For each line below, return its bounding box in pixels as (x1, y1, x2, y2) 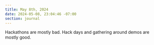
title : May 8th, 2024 (5, 7, 49, 12)
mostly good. (5, 34, 31, 40)
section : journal (5, 16, 40, 21)
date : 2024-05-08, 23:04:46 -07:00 (5, 12, 77, 16)
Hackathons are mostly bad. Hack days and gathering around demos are (5, 30, 150, 35)
